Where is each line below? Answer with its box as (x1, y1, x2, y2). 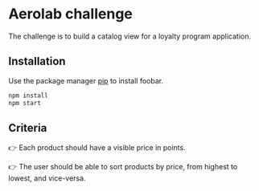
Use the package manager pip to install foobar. (8, 75, 163, 85)
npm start (8, 99, 42, 107)
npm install (8, 91, 48, 100)
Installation (8, 55, 66, 68)
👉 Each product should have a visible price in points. (8, 143, 187, 152)
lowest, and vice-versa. (8, 173, 86, 183)
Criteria (8, 121, 47, 135)
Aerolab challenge (8, 5, 133, 23)
